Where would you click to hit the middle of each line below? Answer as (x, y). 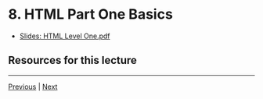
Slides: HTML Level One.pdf (65, 36)
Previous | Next (33, 87)
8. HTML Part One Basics (91, 14)
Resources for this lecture (72, 60)
